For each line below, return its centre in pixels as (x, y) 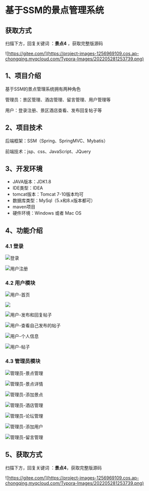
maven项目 (24, 207)
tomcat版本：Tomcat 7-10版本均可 (48, 194)
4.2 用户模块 (20, 283)
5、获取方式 (24, 455)
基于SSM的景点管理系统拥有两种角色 (43, 89)
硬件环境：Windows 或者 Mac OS (47, 213)
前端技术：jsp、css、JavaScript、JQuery (48, 151)
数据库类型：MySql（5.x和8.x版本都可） (54, 201)
